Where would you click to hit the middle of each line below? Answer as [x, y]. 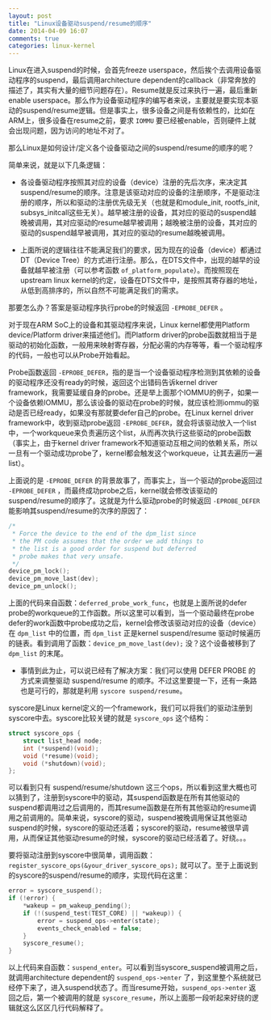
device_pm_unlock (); [43, 586]
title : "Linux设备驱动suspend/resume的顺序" [80, 23]
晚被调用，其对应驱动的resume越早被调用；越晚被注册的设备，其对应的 [139, 222]
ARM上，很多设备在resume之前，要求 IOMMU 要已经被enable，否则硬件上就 [132, 121]
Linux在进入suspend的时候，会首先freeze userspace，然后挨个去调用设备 [131, 70]
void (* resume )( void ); [61, 756]
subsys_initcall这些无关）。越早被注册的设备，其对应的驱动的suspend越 [138, 213]
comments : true [34, 38]
